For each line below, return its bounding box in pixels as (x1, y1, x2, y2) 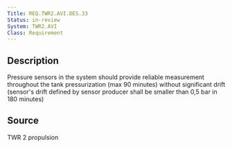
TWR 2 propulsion (7, 133, 59, 141)
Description (7, 54, 59, 66)
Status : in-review (7, 17, 60, 23)
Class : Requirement (7, 29, 64, 36)
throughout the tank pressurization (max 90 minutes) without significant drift (7, 81, 226, 89)
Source (7, 115, 39, 127)
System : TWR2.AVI (7, 23, 57, 30)
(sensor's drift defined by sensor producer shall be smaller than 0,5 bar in (7, 87, 218, 96)
